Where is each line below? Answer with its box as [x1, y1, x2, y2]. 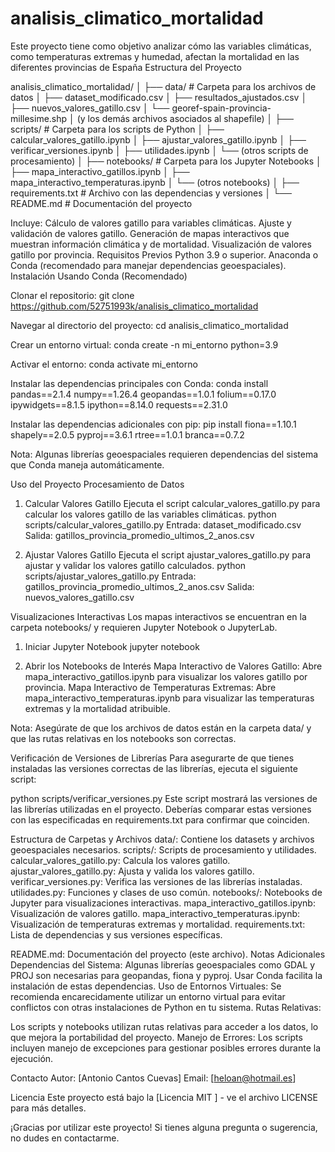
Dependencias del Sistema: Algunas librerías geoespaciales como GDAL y [10, 958, 316, 971]
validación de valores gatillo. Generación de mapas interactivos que [10, 227, 290, 239]
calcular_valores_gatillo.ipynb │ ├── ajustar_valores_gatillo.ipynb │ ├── [10, 133, 307, 146]
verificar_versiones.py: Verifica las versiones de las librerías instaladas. [10, 875, 303, 887]
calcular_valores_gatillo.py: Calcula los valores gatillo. [10, 854, 231, 866]
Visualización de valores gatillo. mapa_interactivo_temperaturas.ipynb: [10, 907, 301, 919]
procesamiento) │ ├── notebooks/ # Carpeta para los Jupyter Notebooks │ [10, 155, 322, 167]
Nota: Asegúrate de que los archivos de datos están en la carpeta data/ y [10, 722, 312, 734]
